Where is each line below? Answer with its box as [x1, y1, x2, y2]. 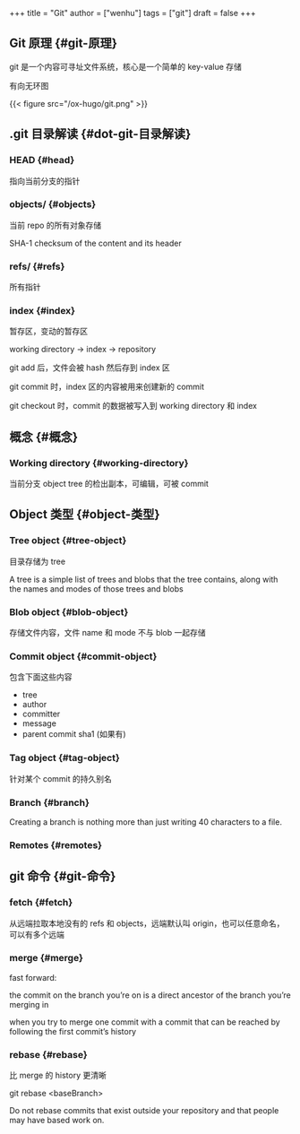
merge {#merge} [9, 952, 83, 965]
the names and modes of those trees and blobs [9, 583, 184, 594]
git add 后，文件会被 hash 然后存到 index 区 [9, 362, 170, 373]
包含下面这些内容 [9, 671, 73, 682]
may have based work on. [9, 1115, 105, 1126]
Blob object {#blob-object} [9, 605, 129, 618]
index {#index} [9, 305, 76, 317]
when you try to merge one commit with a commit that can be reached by [9, 1017, 280, 1027]
